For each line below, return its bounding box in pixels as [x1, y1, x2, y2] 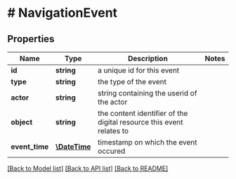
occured [98, 146, 126, 156]
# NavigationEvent [7, 5, 118, 21]
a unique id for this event [98, 65, 180, 75]
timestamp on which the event [98, 138, 198, 147]
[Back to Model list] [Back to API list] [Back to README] [7, 164, 169, 173]
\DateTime [55, 142, 91, 152]
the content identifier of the [98, 109, 188, 118]
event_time [11, 142, 49, 152]
